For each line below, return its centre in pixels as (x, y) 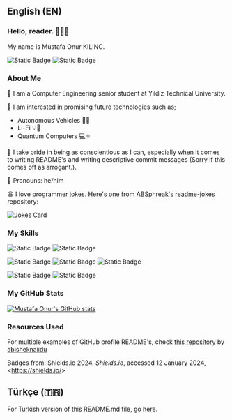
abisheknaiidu (27, 349)
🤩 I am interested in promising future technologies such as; (92, 107)
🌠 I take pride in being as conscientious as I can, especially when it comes (114, 152)
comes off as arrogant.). (42, 167)
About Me (24, 78)
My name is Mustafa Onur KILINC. (56, 46)
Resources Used (36, 327)
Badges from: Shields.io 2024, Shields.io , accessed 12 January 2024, (107, 363)
